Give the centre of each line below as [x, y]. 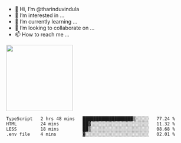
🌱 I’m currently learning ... [46, 21]
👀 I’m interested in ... [40, 15]
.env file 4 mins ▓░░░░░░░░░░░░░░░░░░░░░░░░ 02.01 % [91, 134]
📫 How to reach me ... [42, 34]
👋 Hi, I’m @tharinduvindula [47, 9]
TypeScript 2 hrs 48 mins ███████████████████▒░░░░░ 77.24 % [91, 119]
